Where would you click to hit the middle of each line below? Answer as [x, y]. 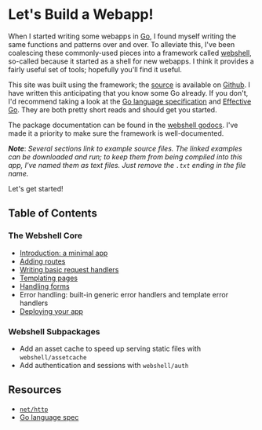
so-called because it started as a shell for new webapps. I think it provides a [131, 61]
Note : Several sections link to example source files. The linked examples [125, 148]
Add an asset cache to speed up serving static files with [110, 348]
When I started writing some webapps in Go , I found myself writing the [122, 36]
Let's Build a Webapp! [81, 15]
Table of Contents [53, 213]
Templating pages [49, 278]
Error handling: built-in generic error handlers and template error [124, 294]
